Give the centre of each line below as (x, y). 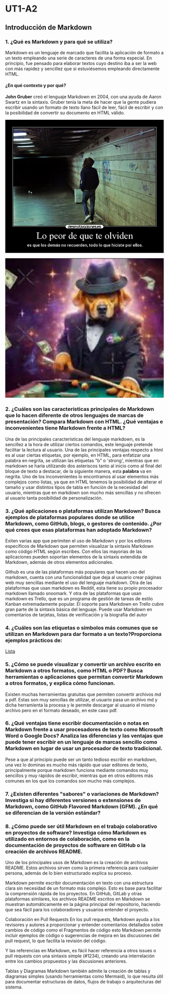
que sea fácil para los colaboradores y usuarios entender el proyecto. (77, 910)
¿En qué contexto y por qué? (36, 86)
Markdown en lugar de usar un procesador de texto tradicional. (84, 748)
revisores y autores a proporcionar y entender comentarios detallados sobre (84, 925)
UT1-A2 (21, 9)
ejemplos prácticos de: (34, 640)
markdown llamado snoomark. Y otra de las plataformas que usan (73, 593)
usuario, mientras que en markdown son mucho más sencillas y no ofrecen (83, 492)
